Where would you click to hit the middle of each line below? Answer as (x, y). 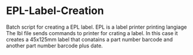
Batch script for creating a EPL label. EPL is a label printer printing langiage (97, 27)
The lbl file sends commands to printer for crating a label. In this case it (92, 33)
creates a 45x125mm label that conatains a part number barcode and (89, 39)
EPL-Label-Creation (55, 11)
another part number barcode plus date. (55, 46)
